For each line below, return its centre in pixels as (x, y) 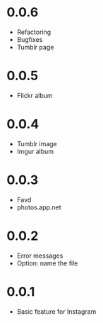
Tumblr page (35, 47)
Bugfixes (30, 39)
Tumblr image (37, 143)
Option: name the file (47, 263)
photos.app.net (39, 207)
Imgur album (35, 151)
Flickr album (35, 95)
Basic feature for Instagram (56, 311)
